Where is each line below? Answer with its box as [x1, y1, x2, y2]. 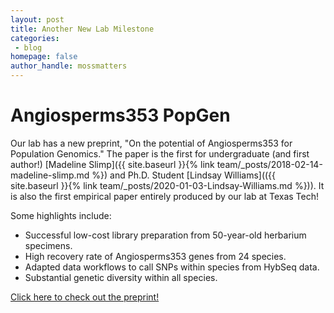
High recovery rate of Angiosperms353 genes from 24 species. [24, 250, 287, 262]
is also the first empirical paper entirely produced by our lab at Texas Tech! [10, 190, 319, 202]
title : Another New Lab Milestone [10, 24, 155, 34]
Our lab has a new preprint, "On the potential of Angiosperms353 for [10, 137, 293, 149]
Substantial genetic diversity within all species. [24, 271, 218, 283]
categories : [10, 33, 60, 43]
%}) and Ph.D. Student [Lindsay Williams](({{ [91, 169, 277, 181]
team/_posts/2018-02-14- [216, 158, 323, 170]
